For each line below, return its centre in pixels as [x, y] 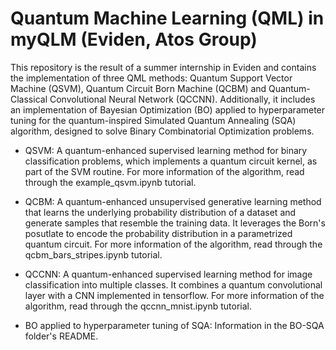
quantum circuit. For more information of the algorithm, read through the [173, 244]
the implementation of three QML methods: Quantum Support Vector [151, 78]
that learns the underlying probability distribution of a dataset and [160, 212]
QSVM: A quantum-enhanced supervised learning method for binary [166, 150]
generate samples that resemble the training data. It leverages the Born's [175, 223]
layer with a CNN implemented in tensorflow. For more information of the [174, 295]
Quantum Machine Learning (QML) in [167, 18]
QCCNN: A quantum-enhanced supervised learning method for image [168, 274]
